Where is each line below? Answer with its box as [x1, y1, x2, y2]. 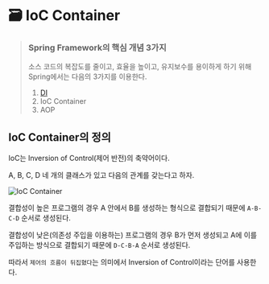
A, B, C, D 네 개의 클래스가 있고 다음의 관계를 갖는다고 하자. [8, 171, 195, 180]
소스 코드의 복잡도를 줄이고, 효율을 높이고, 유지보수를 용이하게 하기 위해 [27, 62, 252, 72]
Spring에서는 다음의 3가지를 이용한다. [27, 72, 147, 81]
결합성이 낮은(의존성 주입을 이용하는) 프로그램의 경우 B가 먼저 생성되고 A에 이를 [8, 230, 258, 240]
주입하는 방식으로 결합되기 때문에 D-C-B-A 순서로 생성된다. [8, 241, 191, 250]
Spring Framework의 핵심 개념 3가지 [27, 42, 167, 53]
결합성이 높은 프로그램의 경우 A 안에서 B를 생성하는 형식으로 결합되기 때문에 [8, 203, 246, 213]
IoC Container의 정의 [8, 130, 111, 144]
